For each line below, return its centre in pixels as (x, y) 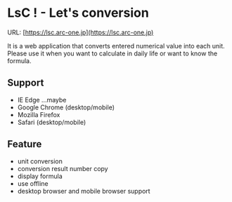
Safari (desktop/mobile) (52, 122)
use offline (33, 183)
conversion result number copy (63, 168)
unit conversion (40, 161)
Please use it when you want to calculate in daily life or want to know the (112, 53)
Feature (25, 144)
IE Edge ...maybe (42, 100)
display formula (40, 176)
